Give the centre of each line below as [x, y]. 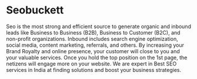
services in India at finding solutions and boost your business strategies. [94, 70]
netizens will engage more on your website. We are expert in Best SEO [91, 63]
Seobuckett [35, 10]
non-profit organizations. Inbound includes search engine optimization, [92, 39]
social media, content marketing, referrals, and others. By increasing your [95, 45]
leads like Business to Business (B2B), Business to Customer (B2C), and [93, 32]
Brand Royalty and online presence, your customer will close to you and [93, 51]
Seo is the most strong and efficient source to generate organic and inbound [98, 26]
